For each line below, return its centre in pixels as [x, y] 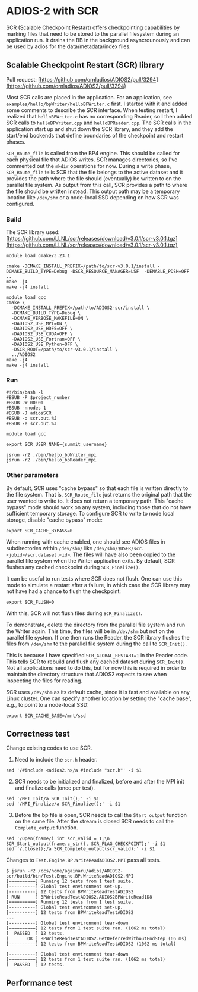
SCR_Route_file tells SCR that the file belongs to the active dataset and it [95, 172]
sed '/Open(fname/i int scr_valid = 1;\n [58, 839]
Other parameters [33, 475]
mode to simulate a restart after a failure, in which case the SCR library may [98, 585]
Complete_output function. [46, 828]
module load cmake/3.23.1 [38, 256]
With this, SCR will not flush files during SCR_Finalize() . [74, 613]
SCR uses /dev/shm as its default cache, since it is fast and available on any [98, 692]
